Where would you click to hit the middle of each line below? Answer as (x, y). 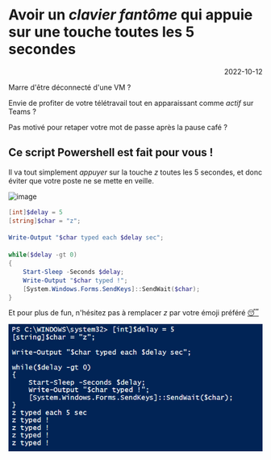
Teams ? (22, 112)
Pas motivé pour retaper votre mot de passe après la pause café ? (118, 127)
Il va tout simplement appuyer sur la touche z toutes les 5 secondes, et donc (135, 172)
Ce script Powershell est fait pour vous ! (111, 152)
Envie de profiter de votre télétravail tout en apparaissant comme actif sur (131, 103)
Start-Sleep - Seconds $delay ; (74, 272)
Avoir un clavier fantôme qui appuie (131, 15)
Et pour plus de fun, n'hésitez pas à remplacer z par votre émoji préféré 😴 (134, 313)
